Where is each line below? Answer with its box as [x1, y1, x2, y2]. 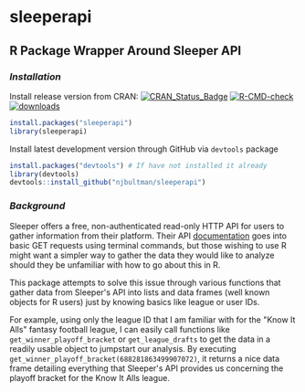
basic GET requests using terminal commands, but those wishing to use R [9, 239, 287, 250]
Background [9, 199, 66, 212]
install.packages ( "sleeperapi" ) [9, 118, 132, 127]
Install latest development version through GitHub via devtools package [9, 143, 279, 154]
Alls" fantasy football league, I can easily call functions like [9, 323, 230, 334]
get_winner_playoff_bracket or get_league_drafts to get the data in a [9, 334, 271, 344]
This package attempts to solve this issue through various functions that [9, 277, 281, 288]
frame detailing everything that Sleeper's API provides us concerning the [9, 363, 284, 374]
